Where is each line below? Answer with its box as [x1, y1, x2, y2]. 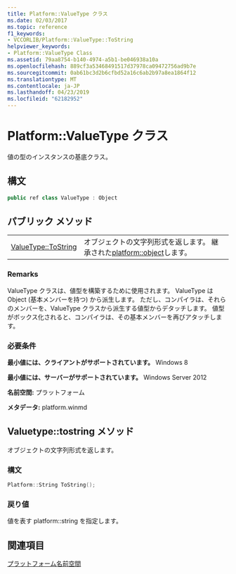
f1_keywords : [7, 30, 46, 37]
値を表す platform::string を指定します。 [7, 517, 123, 525]
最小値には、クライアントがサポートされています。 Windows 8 [7, 358, 188, 367]
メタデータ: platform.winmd [7, 403, 88, 412]
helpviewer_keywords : [7, 43, 71, 50]
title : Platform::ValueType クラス [7, 10, 108, 18]
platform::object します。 [112, 248, 192, 258]
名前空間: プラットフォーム [7, 388, 86, 397]
